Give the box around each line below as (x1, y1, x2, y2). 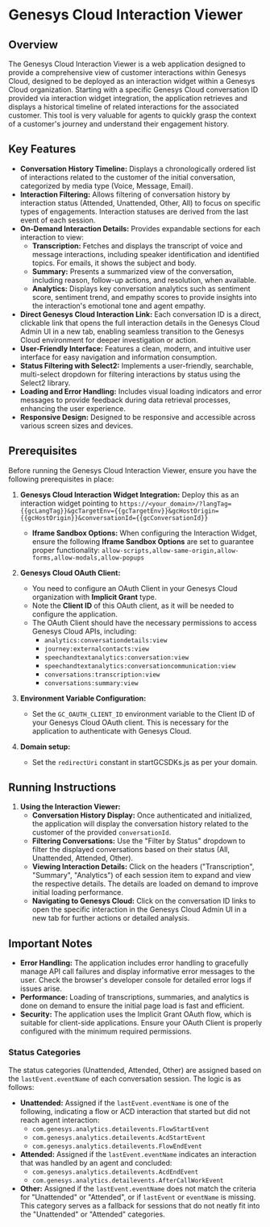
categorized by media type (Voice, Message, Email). (19, 181, 193, 190)
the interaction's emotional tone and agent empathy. (31, 301, 206, 310)
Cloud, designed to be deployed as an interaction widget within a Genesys (8, 77, 255, 85)
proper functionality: (31, 545, 101, 555)
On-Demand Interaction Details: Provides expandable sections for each (19, 223, 260, 233)
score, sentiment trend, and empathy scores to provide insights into (31, 292, 257, 302)
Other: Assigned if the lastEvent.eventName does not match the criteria (19, 1183, 256, 1193)
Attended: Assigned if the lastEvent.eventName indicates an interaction (19, 1149, 256, 1158)
